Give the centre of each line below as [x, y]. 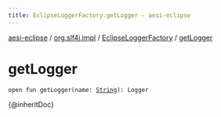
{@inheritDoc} [31, 104]
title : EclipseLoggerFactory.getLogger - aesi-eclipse [100, 15]
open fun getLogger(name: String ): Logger [78, 90]
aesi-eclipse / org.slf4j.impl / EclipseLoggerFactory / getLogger [110, 37]
